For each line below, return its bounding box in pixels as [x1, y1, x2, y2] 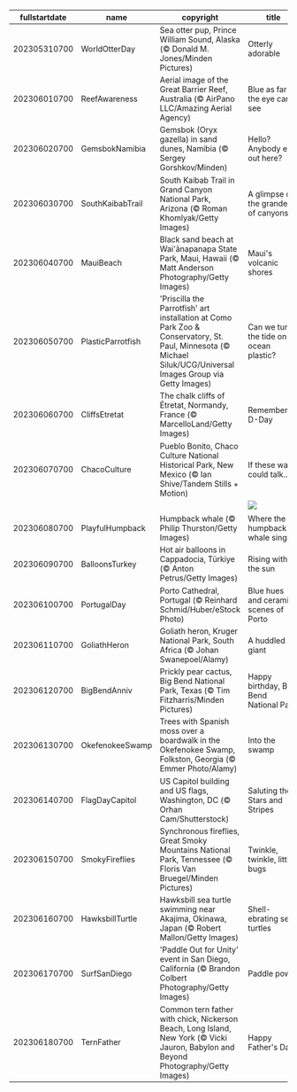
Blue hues [247, 585, 285, 596]
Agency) [159, 113, 192, 122]
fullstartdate [19, 12, 67, 22]
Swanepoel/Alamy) [159, 653, 229, 665]
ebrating [247, 914, 278, 924]
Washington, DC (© [159, 794, 232, 805]
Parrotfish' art [159, 303, 210, 313]
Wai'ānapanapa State [159, 243, 238, 253]
